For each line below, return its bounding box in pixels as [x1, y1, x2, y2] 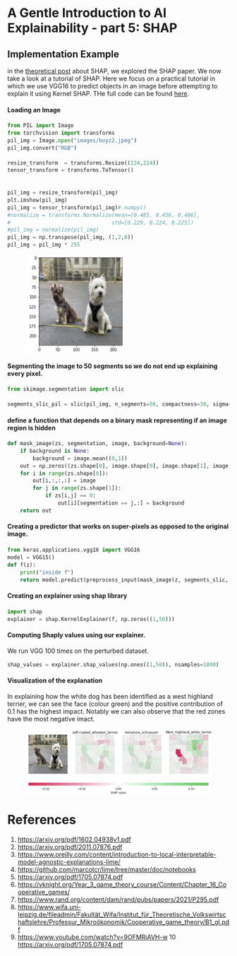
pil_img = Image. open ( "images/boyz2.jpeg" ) [7, 136, 138, 144]
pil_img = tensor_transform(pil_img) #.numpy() [7, 203, 147, 211]
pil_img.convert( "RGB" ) [7, 144, 78, 151]
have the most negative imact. [7, 714, 95, 723]
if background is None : [20, 447, 90, 454]
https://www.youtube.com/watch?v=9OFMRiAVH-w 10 [17, 933, 176, 941]
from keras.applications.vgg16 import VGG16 [7, 546, 140, 554]
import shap [7, 608, 42, 615]
